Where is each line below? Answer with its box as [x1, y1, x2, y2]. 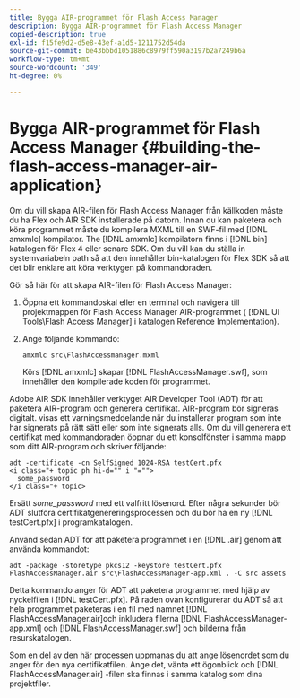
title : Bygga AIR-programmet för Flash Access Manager [9, 13, 219, 22]
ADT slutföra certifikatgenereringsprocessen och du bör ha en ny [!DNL [9, 507, 273, 518]
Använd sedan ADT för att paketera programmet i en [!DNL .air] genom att [9, 534, 282, 545]
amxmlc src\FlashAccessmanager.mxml [21, 351, 159, 360]
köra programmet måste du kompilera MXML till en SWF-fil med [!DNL [9, 223, 268, 234]
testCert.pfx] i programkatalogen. [9, 517, 133, 528]
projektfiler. [9, 678, 52, 689]
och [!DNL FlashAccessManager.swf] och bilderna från [43, 623, 247, 633]
